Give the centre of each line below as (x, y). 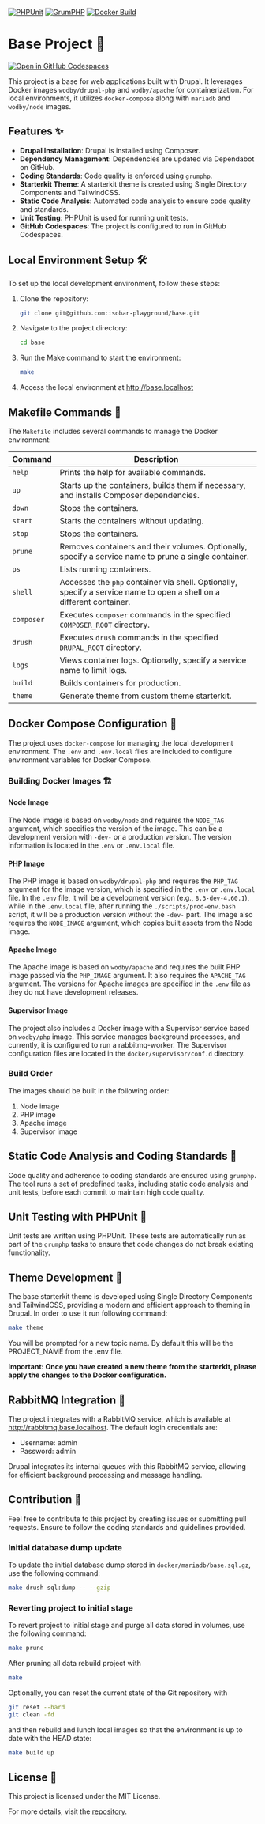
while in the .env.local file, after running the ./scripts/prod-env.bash (122, 906)
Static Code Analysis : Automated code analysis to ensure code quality (135, 201)
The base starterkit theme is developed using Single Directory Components (131, 1297)
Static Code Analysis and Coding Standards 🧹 (123, 1156)
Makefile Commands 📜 (65, 412)
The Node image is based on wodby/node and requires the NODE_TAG (116, 820)
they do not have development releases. (73, 992)
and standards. (44, 209)
